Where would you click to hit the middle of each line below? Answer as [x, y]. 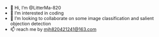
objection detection [30, 23]
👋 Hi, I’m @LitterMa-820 [35, 8]
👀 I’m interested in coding [37, 13]
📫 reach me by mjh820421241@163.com [53, 29]
